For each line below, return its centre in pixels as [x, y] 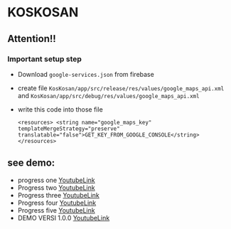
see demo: [31, 163]
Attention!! [32, 39]
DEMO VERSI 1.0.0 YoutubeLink [64, 218]
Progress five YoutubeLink [56, 210]
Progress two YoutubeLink [56, 187]
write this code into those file [60, 109]
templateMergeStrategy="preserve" [69, 129]
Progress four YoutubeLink [57, 203]
